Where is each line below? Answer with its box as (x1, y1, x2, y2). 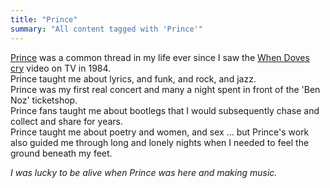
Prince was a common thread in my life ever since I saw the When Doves (10, 51, 310, 63)
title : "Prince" (10, 14, 78, 25)
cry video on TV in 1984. (10, 62, 112, 74)
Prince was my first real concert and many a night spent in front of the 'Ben (10, 83, 321, 95)
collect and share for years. (10, 115, 123, 127)
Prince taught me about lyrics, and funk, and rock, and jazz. (10, 72, 257, 85)
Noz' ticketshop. (10, 94, 78, 106)
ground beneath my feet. (10, 147, 113, 159)
